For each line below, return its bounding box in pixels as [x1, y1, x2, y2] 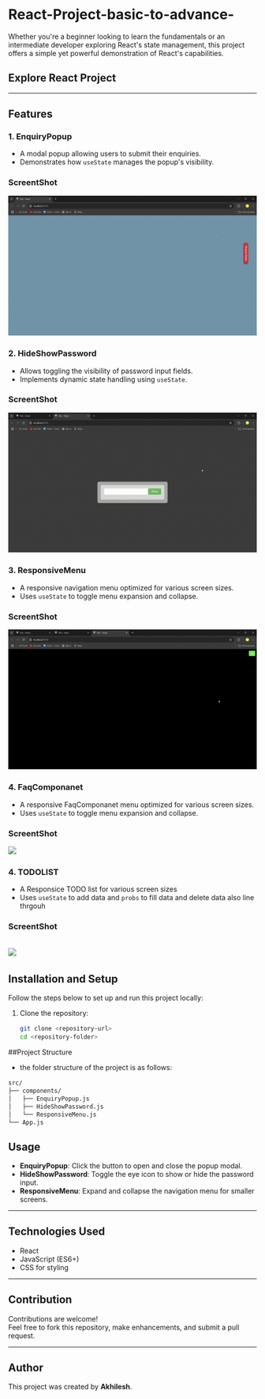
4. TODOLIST [8, 866, 59, 877]
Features [8, 107, 53, 121]
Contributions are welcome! [8, 1314, 99, 1323]
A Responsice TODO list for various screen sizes [19, 884, 177, 894]
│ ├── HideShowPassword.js [8, 1103, 104, 1111]
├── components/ [8, 1087, 62, 1095]
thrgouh [19, 901, 46, 911]
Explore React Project [8, 71, 117, 85]
